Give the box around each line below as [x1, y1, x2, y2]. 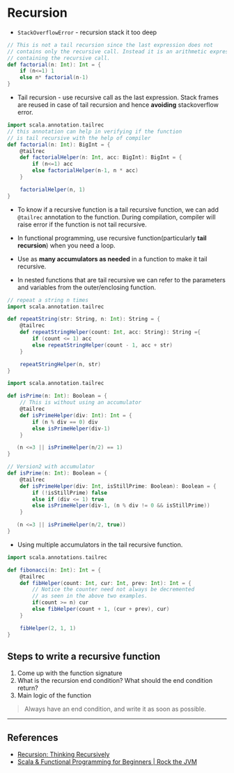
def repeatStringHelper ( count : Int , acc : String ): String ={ [19, 328, 201, 336]
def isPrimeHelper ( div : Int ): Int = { [19, 412, 132, 419]
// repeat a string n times [7, 296, 89, 303]
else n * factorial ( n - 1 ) [19, 74, 89, 81]
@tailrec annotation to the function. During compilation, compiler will [17, 212, 216, 221]
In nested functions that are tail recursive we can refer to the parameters [17, 275, 226, 284]
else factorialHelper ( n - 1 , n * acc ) [32, 167, 139, 174]
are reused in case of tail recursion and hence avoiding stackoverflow [17, 101, 219, 109]
